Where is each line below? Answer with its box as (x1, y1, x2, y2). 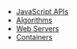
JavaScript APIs (15, 7, 69, 16)
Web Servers (15, 24, 59, 33)
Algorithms (15, 15, 53, 25)
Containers (15, 32, 53, 42)
